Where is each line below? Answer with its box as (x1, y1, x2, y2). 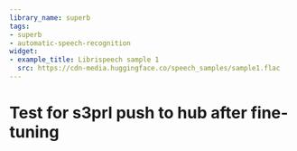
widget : (9, 47, 39, 56)
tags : (9, 22, 30, 31)
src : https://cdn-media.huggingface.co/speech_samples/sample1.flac (17, 64, 281, 73)
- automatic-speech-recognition (9, 38, 131, 48)
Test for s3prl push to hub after (9, 103, 248, 123)
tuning (9, 122, 60, 143)
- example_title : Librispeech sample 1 (9, 55, 160, 64)
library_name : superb (9, 13, 91, 23)
